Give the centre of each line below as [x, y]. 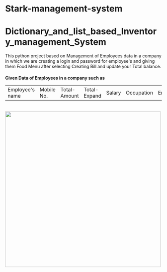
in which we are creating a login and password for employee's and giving [80, 61]
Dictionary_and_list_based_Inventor [81, 32]
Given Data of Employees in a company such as [55, 78]
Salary [114, 93]
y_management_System [56, 42]
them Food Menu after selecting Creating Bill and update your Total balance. [83, 67]
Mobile [47, 89]
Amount [70, 96]
